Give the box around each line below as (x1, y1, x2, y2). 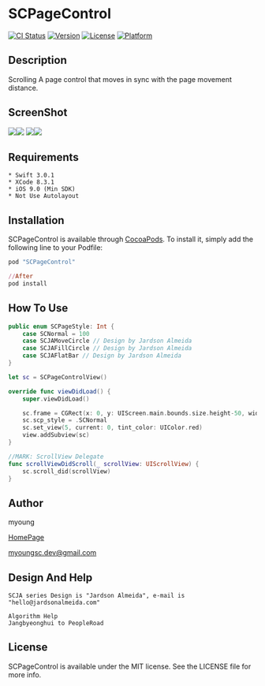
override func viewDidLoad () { (8, 387, 111, 395)
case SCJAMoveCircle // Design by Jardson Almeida (22, 337, 192, 345)
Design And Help (8, 571, 93, 584)
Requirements (8, 151, 79, 164)
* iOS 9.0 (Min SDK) (8, 185, 77, 193)
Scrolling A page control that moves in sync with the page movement (8, 74, 233, 84)
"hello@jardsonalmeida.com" (8, 598, 101, 606)
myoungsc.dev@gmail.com (8, 548, 97, 557)
